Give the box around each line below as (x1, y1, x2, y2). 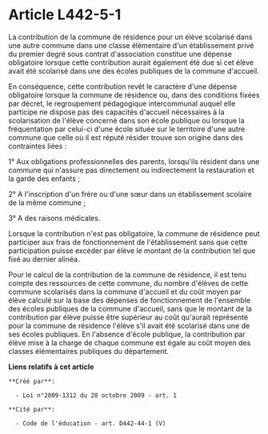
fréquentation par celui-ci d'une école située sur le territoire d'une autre (8, 124, 246, 134)
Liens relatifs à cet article (8, 362, 94, 372)
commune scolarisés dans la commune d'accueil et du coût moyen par (8, 287, 242, 296)
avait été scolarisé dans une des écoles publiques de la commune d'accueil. (8, 66, 260, 75)
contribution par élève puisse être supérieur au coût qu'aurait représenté (8, 312, 249, 322)
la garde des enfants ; (8, 174, 80, 183)
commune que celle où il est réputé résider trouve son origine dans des (8, 132, 244, 142)
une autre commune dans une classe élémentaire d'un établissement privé (8, 40, 254, 50)
